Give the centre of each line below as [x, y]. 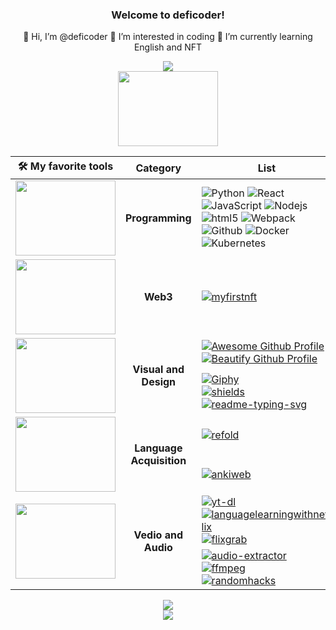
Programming [158, 218]
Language [158, 448]
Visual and [158, 370]
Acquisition [158, 461]
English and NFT [168, 47]
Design [159, 382]
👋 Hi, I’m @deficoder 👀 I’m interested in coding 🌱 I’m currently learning [168, 37]
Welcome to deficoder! [168, 15]
